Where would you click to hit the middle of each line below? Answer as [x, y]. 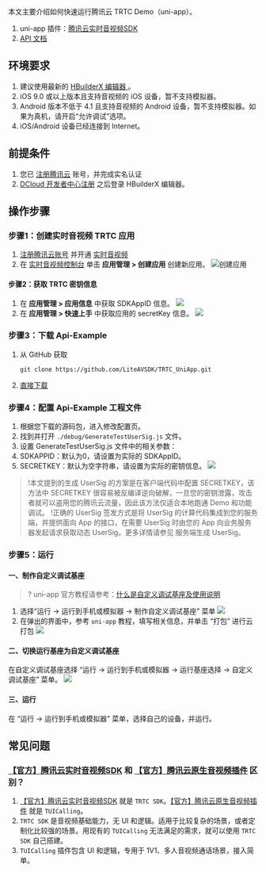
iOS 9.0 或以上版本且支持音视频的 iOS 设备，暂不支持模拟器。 [120, 96]
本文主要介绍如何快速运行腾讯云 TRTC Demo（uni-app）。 [103, 11]
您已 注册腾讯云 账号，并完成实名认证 [81, 174]
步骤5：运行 [31, 555]
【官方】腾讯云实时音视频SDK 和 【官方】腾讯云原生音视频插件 [128, 770]
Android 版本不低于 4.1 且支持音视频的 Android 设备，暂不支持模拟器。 [134, 106]
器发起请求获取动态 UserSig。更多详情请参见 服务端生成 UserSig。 [136, 533]
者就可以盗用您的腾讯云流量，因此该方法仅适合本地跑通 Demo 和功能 [140, 503]
